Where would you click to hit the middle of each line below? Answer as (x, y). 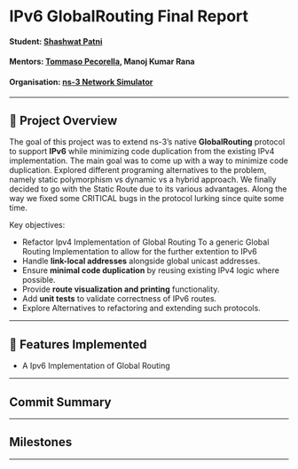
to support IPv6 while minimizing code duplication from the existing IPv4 (142, 152)
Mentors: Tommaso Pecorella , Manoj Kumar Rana (102, 62)
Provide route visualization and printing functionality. (121, 289)
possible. (39, 280)
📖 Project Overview (63, 120)
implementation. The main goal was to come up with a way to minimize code (149, 160)
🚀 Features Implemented (78, 344)
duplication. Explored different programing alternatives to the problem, (138, 170)
